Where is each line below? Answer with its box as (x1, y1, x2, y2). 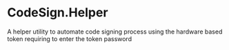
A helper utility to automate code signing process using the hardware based (7, 27, 223, 36)
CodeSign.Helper (7, 5, 108, 21)
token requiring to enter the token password (7, 34, 132, 42)
